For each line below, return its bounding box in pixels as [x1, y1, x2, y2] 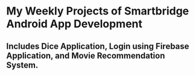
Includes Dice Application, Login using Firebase [6, 41, 190, 51]
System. [6, 60, 39, 70]
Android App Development [6, 17, 143, 31]
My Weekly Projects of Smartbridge [6, 4, 189, 18]
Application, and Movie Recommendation [6, 50, 165, 61]
